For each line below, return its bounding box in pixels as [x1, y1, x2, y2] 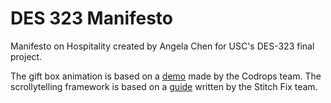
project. [10, 50, 43, 62]
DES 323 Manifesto [10, 7, 174, 30]
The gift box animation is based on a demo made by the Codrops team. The [10, 70, 322, 82]
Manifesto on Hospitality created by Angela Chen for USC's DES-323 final [10, 40, 315, 52]
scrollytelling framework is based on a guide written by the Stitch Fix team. [10, 80, 318, 92]
